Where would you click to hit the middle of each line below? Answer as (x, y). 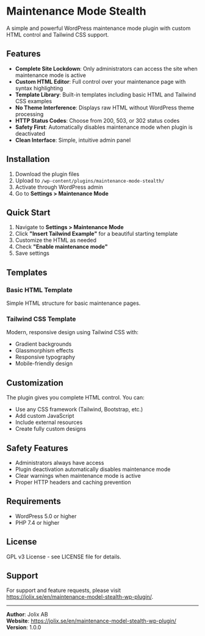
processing (29, 114)
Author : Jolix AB (27, 615)
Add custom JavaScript (45, 416)
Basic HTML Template (40, 290)
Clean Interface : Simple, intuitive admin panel (73, 140)
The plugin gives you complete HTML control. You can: (75, 398)
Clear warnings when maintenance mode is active (78, 475)
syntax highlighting (39, 88)
